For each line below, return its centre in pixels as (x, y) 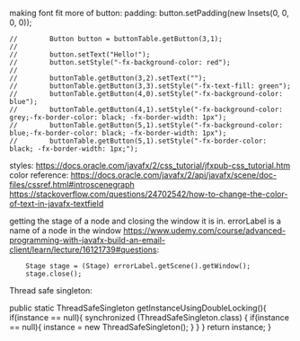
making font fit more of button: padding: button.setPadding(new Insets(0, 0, (149, 13)
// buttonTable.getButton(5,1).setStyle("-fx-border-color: (138, 141)
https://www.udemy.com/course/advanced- (204, 231)
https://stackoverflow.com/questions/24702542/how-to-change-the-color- (149, 194)
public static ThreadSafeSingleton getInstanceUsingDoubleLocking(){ (138, 308)
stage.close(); (54, 274)
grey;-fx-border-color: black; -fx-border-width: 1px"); (118, 118)
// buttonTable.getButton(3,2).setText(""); (108, 78)
